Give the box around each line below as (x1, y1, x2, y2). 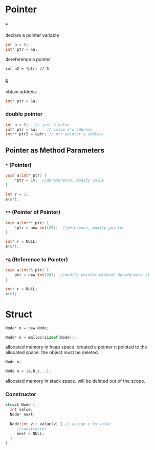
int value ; (10, 407, 33, 413)
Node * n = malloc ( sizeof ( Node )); (5, 335, 77, 340)
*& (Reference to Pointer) (5, 256, 68, 263)
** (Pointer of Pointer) (5, 209, 60, 216)
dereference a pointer (5, 56, 51, 63)
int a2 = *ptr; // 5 (5, 66, 50, 71)
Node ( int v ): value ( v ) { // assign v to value (10, 421, 111, 426)
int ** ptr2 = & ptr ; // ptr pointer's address (5, 132, 104, 137)
